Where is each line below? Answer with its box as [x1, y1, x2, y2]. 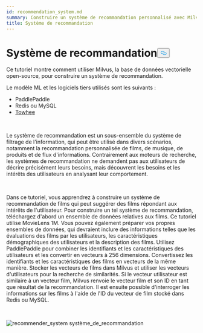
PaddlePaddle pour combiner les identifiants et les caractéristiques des [6, 245, 184, 252]
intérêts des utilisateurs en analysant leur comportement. [6, 170, 148, 178]
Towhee [14, 109, 35, 116]
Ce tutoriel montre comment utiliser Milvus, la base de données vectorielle [6, 66, 192, 73]
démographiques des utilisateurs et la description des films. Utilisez [6, 239, 175, 246]
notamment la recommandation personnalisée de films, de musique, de [6, 145, 183, 152]
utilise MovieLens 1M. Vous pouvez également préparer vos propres [6, 220, 175, 227]
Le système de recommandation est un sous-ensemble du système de [6, 132, 182, 139]
